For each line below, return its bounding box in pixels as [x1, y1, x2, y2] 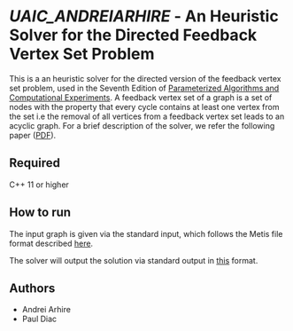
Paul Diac [21, 313, 58, 325]
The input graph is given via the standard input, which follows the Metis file [9, 228, 283, 239]
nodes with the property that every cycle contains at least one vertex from [9, 101, 280, 112]
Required [9, 155, 60, 170]
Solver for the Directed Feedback [9, 25, 258, 45]
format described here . [9, 238, 94, 248]
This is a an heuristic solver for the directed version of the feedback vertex [9, 73, 281, 83]
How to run [9, 205, 72, 220]
